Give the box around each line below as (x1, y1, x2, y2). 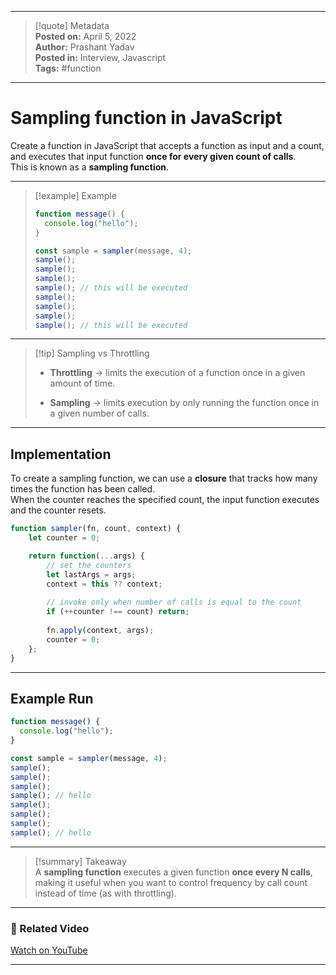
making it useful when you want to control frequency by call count (34, 876, 308, 888)
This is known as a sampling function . (10, 161, 170, 173)
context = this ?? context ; (46, 579, 163, 589)
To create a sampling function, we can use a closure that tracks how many (10, 472, 318, 485)
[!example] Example (34, 189, 117, 201)
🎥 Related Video (10, 921, 90, 935)
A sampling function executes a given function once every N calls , (34, 866, 313, 878)
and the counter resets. (10, 504, 107, 516)
